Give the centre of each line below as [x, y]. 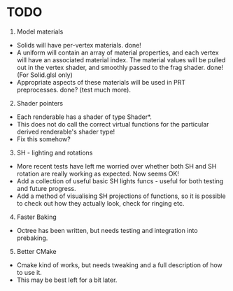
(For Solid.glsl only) [44, 75]
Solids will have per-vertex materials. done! [79, 45]
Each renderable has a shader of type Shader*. [84, 117]
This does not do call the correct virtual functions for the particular [113, 124]
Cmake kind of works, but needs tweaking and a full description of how [120, 265]
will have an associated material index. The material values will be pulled [121, 59]
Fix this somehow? [43, 139]
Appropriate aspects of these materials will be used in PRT [101, 82]
